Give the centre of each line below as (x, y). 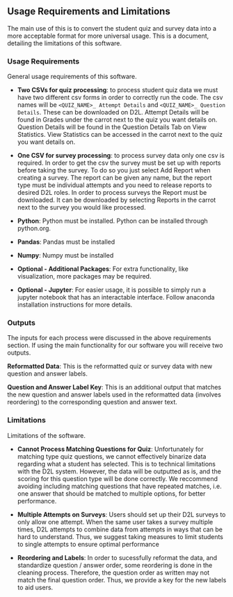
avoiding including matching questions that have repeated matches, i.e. (119, 486)
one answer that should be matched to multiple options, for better (111, 493)
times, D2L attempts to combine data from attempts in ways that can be (120, 529)
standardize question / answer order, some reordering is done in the (115, 565)
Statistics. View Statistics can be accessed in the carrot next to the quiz (120, 135)
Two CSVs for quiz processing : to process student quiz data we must (118, 90)
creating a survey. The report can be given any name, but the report (114, 178)
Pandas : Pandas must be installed (66, 242)
